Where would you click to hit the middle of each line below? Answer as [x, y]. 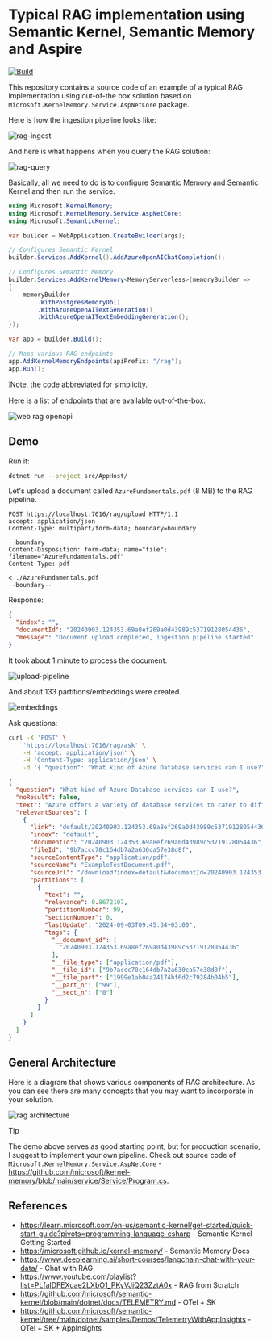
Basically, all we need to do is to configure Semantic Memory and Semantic [133, 182]
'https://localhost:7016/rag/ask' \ [85, 745]
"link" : [43, 828]
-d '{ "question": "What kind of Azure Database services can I [133, 768]
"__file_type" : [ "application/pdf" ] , [115, 962]
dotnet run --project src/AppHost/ [68, 476]
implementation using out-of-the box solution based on [100, 95]
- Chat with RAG [66, 1268]
